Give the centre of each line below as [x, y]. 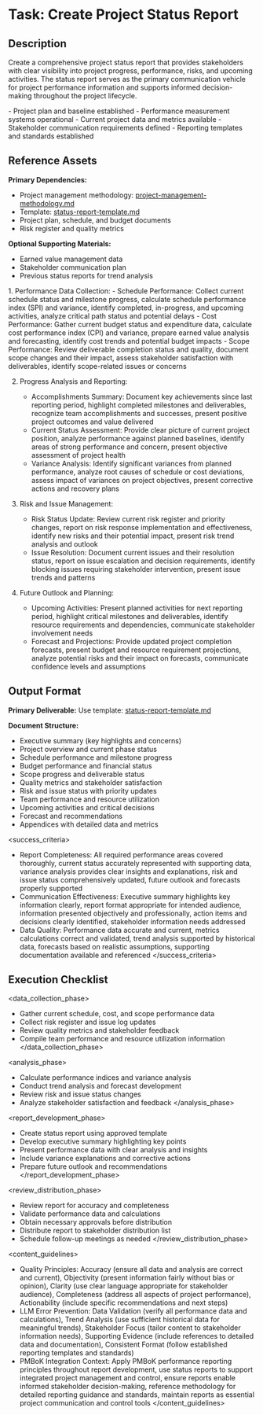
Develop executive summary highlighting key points [103, 1141]
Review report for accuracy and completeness [94, 1206]
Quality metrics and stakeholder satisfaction [91, 782]
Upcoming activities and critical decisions [87, 807]
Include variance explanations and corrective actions [105, 1159]
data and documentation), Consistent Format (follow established [123, 1345]
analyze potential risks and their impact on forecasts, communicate [140, 658]
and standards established [51, 136]
